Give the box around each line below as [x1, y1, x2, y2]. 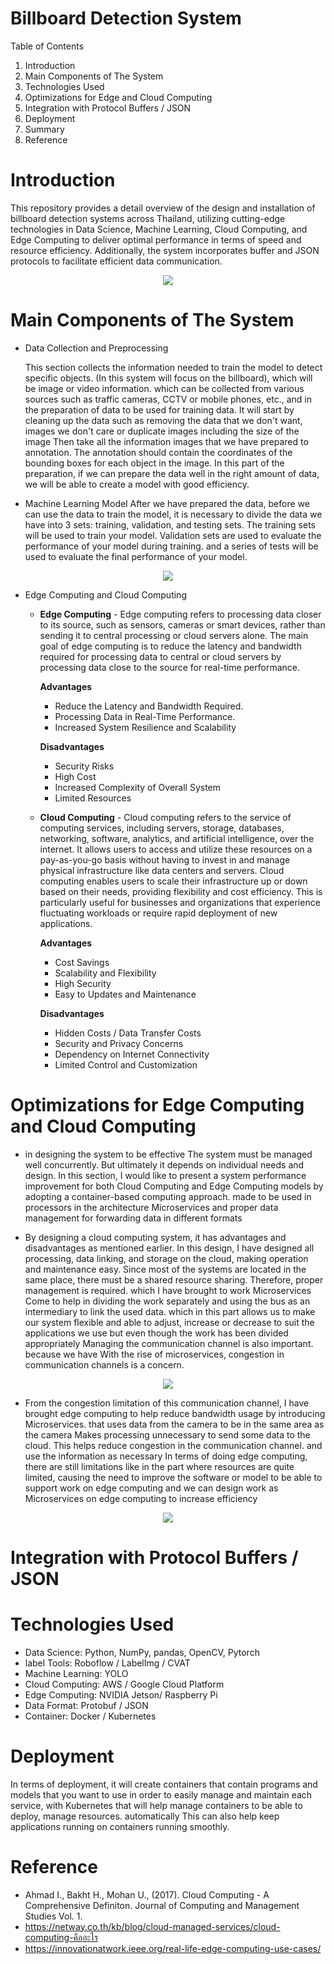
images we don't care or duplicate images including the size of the [24, 425, 300, 437]
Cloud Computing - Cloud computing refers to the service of [39, 811, 292, 823]
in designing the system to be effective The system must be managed [24, 1148, 313, 1160]
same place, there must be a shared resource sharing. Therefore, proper [24, 1273, 324, 1286]
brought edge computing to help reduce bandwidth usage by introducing [24, 1407, 326, 1419]
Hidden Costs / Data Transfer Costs [54, 1027, 202, 1039]
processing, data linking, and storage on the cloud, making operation [24, 1252, 309, 1264]
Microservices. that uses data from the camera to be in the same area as [24, 1418, 325, 1430]
